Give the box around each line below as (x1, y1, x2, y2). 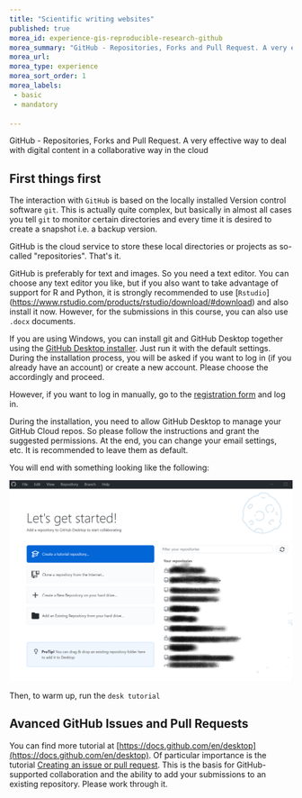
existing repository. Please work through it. (9, 778, 168, 789)
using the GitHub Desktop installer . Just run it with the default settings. (9, 343, 271, 354)
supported (9, 768, 48, 779)
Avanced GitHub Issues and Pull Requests (9, 716, 249, 731)
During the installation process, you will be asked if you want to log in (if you (9, 352, 292, 364)
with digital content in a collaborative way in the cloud (9, 145, 209, 156)
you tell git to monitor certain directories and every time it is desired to (9, 214, 272, 225)
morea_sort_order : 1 (9, 72, 87, 81)
